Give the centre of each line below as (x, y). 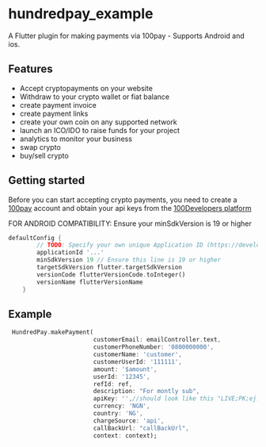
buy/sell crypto (44, 155)
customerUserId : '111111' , (137, 361)
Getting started (47, 180)
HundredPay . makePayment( (52, 332)
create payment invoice (58, 105)
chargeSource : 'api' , (129, 421)
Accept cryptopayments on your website (86, 88)
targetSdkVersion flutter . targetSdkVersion (109, 267)
